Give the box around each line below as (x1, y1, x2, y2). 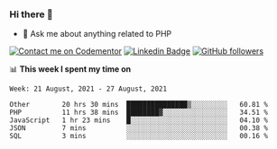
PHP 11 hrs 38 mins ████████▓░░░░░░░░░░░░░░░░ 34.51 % (9, 108, 269, 118)
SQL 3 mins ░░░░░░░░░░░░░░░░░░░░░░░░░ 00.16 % (9, 132, 269, 141)
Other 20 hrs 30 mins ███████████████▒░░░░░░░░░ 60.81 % (9, 101, 269, 110)
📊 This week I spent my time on (9, 64, 132, 74)
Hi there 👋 (9, 8, 54, 21)
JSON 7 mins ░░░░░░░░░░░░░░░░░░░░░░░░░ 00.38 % (9, 124, 269, 133)
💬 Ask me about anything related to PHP (22, 29, 172, 39)
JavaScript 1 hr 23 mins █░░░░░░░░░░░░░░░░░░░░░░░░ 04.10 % (9, 116, 269, 125)
